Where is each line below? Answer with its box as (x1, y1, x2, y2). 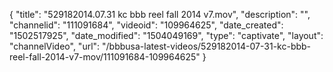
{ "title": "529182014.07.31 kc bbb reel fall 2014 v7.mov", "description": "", (9, 9, 311, 20)
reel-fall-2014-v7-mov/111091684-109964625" (9, 51, 201, 63)
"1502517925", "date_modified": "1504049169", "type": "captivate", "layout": (9, 30, 324, 41)
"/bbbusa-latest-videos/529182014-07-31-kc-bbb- (102, 40, 312, 52)
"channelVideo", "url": (9, 40, 101, 52)
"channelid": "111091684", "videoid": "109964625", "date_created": (9, 19, 284, 31)
